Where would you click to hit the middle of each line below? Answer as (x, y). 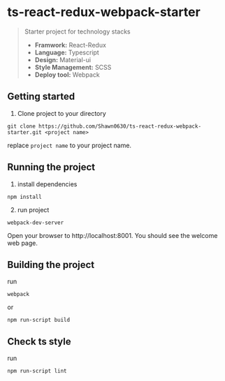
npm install (24, 197)
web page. (23, 243)
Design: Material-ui (63, 59)
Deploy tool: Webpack (67, 75)
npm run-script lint (37, 371)
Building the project (51, 265)
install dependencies (47, 184)
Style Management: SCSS (73, 67)
